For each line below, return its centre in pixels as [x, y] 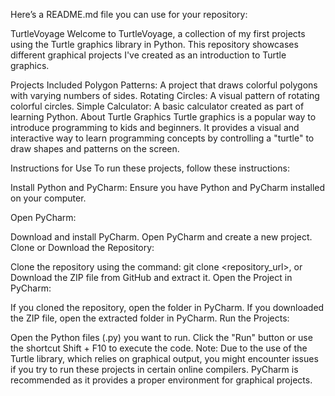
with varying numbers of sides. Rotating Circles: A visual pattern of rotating [165, 95]
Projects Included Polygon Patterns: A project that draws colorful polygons [164, 85]
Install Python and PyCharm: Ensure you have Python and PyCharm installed [168, 187]
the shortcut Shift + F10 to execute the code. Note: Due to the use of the [159, 348]
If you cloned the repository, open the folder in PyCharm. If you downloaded [167, 307]
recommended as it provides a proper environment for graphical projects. [161, 380]
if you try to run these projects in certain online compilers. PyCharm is [154, 369]
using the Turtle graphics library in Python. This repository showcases [154, 44]
